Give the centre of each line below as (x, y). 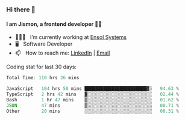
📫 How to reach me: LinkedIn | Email (62, 53)
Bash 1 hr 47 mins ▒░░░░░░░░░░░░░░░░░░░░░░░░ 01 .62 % (93, 100)
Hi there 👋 (21, 10)
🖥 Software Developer (44, 44)
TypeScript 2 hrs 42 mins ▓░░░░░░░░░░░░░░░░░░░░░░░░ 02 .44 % (93, 94)
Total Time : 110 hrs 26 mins (43, 78)
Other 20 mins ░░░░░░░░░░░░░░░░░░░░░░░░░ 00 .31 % (93, 111)
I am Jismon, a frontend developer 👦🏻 (54, 24)
